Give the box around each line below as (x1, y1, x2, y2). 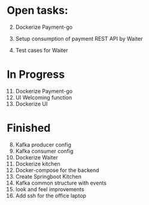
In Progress (7, 68, 65, 82)
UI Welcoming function (15, 94, 72, 101)
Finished (7, 121, 51, 135)
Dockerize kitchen (15, 160, 60, 167)
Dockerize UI (15, 100, 48, 107)
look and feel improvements (15, 185, 84, 192)
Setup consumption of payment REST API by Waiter (15, 35, 143, 42)
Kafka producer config (15, 141, 71, 148)
